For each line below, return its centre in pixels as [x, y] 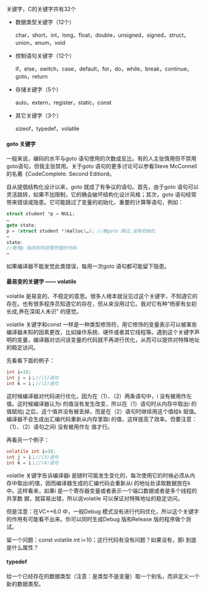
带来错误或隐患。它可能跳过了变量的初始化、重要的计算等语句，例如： [95, 202]
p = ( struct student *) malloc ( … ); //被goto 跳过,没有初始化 [81, 231]
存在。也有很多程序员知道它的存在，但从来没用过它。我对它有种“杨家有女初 [102, 304]
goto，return [31, 76]
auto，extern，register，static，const [63, 102]
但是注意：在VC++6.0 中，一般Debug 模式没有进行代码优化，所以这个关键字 [103, 511]
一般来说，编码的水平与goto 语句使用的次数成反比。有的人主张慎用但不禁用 [101, 159]
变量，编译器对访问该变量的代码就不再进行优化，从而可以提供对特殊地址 [108, 340]
